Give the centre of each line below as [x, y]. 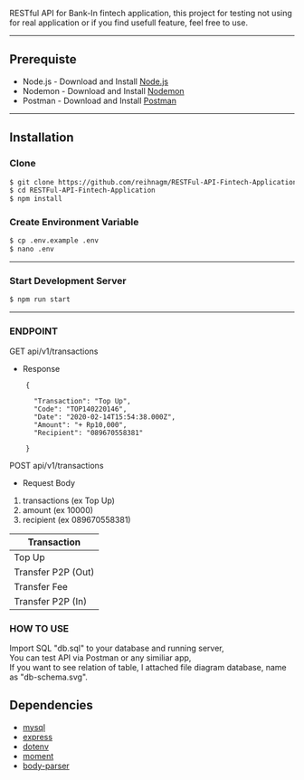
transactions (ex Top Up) [69, 500]
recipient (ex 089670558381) [76, 519]
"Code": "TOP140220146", [80, 409]
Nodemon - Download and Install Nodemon [103, 90]
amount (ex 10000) [57, 509]
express [37, 737]
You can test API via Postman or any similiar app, [100, 657]
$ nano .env [32, 249]
